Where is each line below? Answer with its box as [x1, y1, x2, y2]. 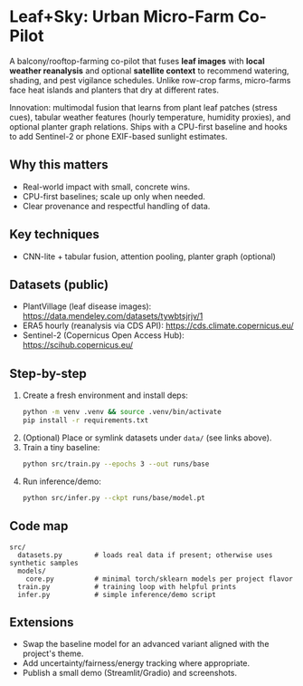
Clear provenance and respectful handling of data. [22, 200, 211, 211]
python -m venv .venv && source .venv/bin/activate [22, 408, 222, 417]
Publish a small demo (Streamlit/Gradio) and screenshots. [22, 668, 238, 679]
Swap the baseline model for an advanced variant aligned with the [22, 639, 270, 650]
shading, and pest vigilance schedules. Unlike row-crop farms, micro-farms [9, 74, 291, 85]
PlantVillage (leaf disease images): [22, 301, 152, 312]
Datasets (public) [9, 276, 109, 292]
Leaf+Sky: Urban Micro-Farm [9, 6, 235, 27]
